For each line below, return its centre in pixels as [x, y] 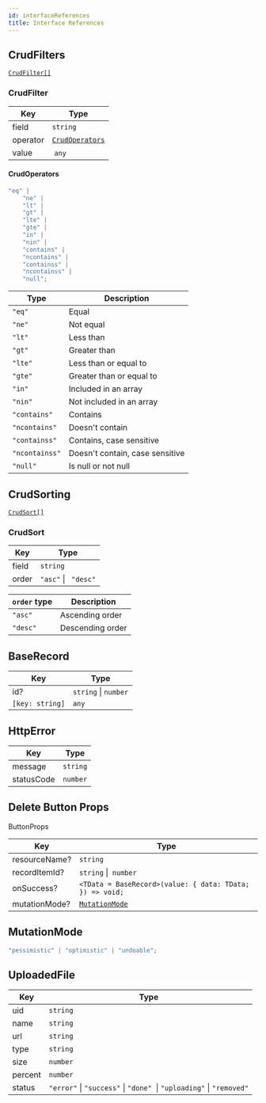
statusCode [34, 779]
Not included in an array [113, 402]
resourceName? [42, 859]
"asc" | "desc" [68, 579]
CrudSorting [40, 494]
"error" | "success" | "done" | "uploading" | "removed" [149, 1088]
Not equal [87, 325]
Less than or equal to [108, 363]
